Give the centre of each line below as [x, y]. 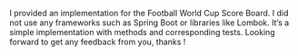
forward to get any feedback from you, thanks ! [98, 42]
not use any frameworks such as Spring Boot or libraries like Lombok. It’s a [149, 23]
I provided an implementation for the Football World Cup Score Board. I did [149, 13]
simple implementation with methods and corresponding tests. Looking [142, 32]
